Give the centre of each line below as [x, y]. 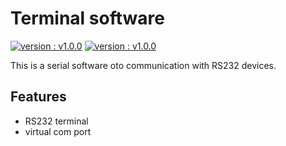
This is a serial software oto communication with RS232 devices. [143, 65]
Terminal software [87, 18]
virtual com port [58, 131]
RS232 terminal [56, 121]
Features [38, 97]
